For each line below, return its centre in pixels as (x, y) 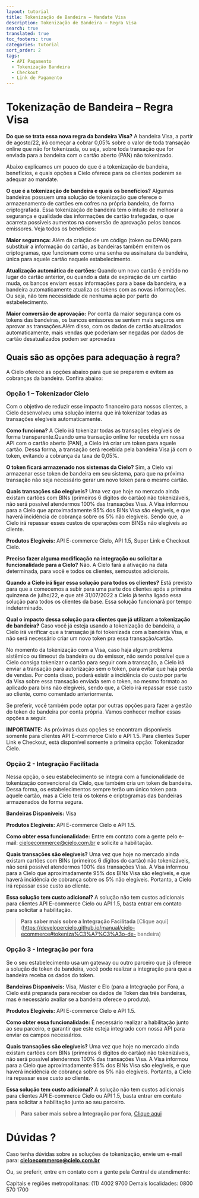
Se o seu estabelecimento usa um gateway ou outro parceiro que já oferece (99, 962)
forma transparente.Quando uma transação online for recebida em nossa (95, 437)
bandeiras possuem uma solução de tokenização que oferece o (84, 197)
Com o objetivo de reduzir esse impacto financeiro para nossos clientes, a (97, 407)
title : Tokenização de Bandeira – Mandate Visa (66, 17)
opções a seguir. (26, 718)
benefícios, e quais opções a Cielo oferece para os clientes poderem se (94, 173)
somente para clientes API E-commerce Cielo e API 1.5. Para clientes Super (98, 736)
